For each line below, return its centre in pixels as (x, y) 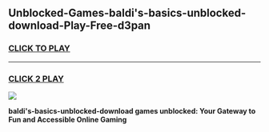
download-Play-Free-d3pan (79, 26)
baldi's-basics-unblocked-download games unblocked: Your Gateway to (132, 110)
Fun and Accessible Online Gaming (68, 119)
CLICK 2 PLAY (36, 78)
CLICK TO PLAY (39, 49)
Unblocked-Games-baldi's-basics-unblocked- (127, 13)
